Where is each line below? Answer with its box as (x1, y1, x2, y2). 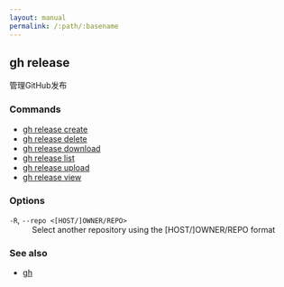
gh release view (22, 171, 82, 182)
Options (9, 194, 45, 207)
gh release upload (22, 162, 90, 172)
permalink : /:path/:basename (9, 22, 119, 31)
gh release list (22, 153, 75, 163)
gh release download (22, 143, 101, 153)
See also (9, 246, 48, 259)
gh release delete (22, 133, 87, 144)
